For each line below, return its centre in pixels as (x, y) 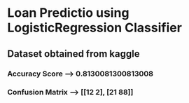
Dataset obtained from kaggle (73, 54)
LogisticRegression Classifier (94, 28)
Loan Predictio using (68, 13)
